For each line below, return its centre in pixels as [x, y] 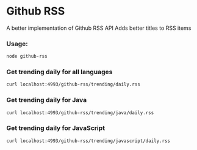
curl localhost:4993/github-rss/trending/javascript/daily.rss [88, 141]
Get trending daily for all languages [59, 72]
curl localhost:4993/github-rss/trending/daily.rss [73, 84]
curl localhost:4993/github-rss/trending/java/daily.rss [80, 113]
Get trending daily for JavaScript [56, 128]
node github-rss [27, 56]
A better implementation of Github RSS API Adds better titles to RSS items [99, 28]
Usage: [17, 44]
